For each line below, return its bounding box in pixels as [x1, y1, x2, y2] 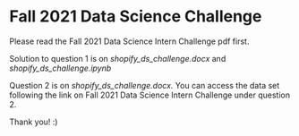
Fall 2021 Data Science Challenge [9, 6, 262, 27]
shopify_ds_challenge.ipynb [9, 63, 112, 73]
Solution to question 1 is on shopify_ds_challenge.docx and [9, 53, 226, 64]
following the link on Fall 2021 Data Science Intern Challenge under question [9, 89, 291, 100]
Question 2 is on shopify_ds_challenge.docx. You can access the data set [9, 80, 280, 90]
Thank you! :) [9, 116, 58, 127]
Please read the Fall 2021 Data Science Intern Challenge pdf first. [9, 36, 250, 47]
